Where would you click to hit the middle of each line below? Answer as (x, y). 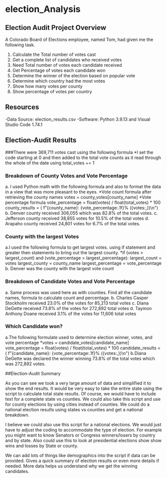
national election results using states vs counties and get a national (74, 409)
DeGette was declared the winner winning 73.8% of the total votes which (80, 358)
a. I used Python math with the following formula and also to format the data (83, 186)
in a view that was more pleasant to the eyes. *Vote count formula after (79, 192)
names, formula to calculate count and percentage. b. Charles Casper (77, 298)
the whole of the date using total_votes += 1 (50, 162)
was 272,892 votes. (25, 364)
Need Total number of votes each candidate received (67, 65)
